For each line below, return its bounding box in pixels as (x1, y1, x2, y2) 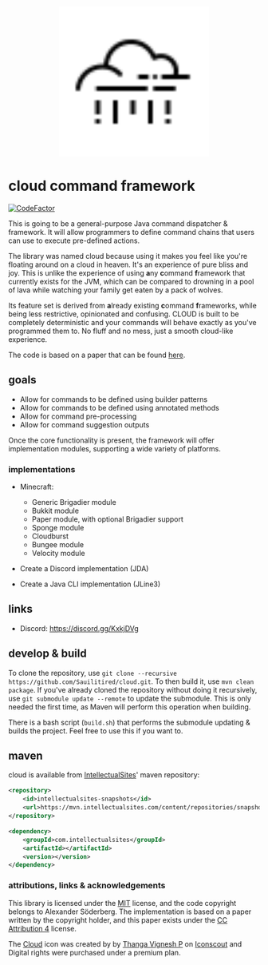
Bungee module (31, 540, 85, 550)
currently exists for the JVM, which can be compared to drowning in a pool (8, 276, 254, 286)
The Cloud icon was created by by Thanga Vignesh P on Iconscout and (8, 939, 242, 948)
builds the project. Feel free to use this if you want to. (8, 725, 183, 736)
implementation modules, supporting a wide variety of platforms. (8, 443, 221, 453)
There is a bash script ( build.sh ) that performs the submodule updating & (8, 717, 250, 727)
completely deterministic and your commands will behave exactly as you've (8, 317, 257, 327)
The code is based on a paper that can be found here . (8, 350, 186, 359)
